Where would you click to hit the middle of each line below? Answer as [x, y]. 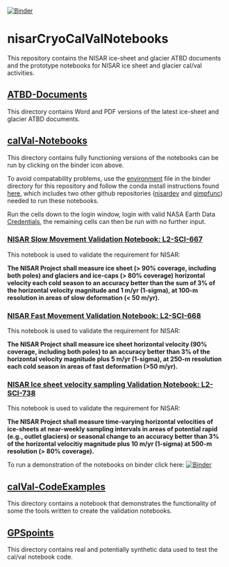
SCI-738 [22, 393]
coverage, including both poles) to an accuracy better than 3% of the [109, 352]
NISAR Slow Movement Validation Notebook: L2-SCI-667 [105, 239]
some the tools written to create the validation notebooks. [90, 511]
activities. [21, 72]
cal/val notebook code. [40, 557]
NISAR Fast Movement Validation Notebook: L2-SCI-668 [104, 315]
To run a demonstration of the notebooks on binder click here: [96, 465]
